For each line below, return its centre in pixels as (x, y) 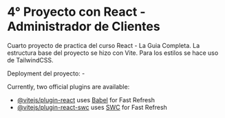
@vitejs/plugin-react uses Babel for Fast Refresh (86, 99)
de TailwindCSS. (30, 60)
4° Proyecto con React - (76, 12)
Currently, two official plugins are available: (68, 86)
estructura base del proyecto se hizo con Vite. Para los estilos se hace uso (113, 53)
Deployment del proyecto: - (46, 73)
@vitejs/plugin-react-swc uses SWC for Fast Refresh (92, 107)
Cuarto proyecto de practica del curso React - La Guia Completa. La (104, 45)
